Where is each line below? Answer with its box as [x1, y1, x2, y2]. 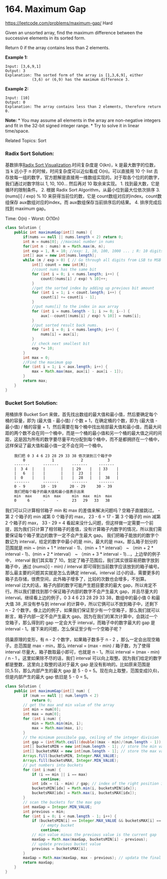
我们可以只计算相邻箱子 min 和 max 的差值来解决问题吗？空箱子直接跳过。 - [5, 507, 160, 513]
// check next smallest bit [31, 341, 90, 346]
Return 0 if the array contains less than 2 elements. [5, 44, 110, 50]
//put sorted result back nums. [31, 323, 99, 328]
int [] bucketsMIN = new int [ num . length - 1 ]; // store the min [23, 744, 157, 749]
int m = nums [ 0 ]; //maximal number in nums [23, 239, 114, 244]
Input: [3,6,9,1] [5, 64, 41, 69]
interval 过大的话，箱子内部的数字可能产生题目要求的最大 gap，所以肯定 [5, 582, 153, 588]
